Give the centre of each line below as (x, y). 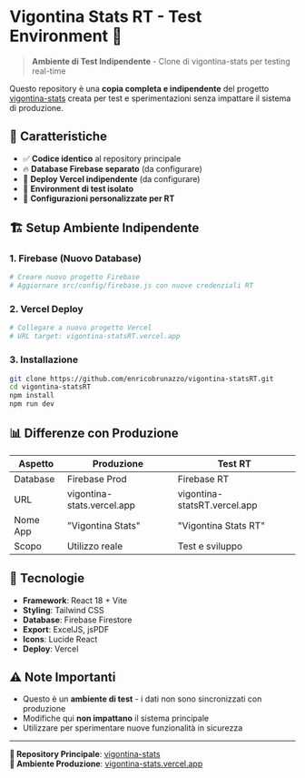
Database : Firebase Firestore (77, 620)
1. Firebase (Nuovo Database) (76, 258)
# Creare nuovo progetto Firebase (75, 278)
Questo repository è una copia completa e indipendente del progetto (139, 88)
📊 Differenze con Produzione (94, 434)
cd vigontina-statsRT (50, 387)
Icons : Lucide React (60, 639)
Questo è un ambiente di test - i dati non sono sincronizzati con (142, 699)
